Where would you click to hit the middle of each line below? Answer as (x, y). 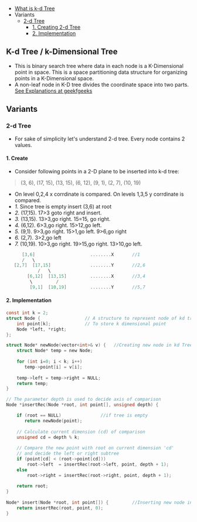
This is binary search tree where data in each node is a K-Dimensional (99, 66)
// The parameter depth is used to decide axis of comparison (84, 400)
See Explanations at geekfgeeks (53, 91)
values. (23, 145)
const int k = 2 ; (27, 313)
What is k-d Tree (35, 8)
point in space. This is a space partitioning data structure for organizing (101, 72)
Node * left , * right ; (42, 329)
